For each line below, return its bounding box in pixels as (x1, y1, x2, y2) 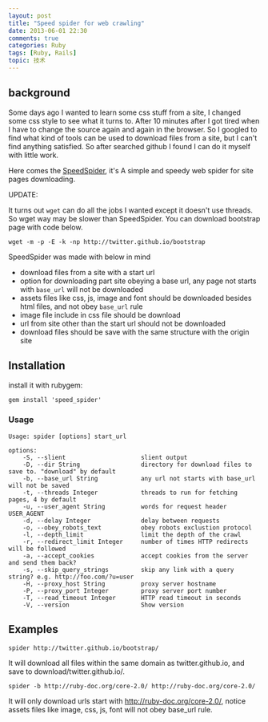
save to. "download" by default (8, 467, 116, 476)
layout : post (8, 11, 52, 20)
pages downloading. (8, 174, 76, 184)
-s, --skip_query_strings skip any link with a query (22, 566, 234, 574)
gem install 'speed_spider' (8, 395, 102, 404)
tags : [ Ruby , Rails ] (8, 49, 78, 57)
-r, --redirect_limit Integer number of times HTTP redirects (22, 537, 249, 546)
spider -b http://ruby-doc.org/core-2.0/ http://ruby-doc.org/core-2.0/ (8, 682, 256, 690)
